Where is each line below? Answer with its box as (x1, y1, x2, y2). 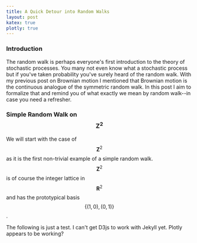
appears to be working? (6, 230, 64, 237)
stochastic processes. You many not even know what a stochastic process (6, 64, 188, 72)
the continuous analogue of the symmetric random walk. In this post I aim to (6, 83, 191, 90)
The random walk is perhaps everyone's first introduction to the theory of (6, 58, 185, 65)
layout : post (6, 14, 38, 20)
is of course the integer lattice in (6, 174, 85, 182)
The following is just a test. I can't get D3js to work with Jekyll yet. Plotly (6, 224, 182, 231)
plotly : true (6, 25, 38, 31)
